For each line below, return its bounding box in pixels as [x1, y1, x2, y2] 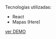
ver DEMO [5, 29, 26, 34]
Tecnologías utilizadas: [5, 4, 52, 10]
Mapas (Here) [12, 19, 41, 25]
